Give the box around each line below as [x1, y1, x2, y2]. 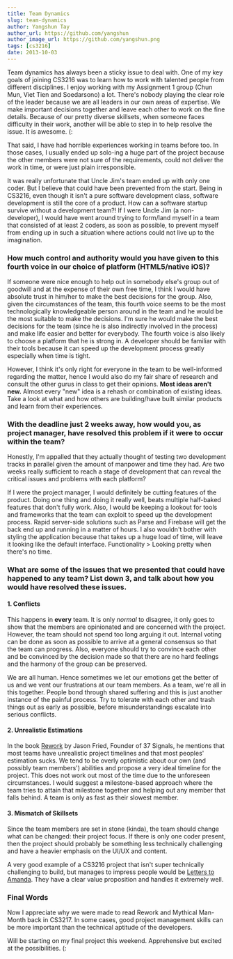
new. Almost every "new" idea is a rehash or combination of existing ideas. [7, 387, 223, 396]
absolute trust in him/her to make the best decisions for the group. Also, [7, 293, 214, 301]
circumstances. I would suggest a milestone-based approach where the [7, 778, 214, 787]
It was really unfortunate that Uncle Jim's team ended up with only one [7, 176, 210, 185]
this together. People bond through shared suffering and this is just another [7, 687, 223, 696]
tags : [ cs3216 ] [7, 42, 51, 49]
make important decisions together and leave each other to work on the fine [7, 105, 225, 114]
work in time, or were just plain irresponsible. [7, 163, 136, 171]
